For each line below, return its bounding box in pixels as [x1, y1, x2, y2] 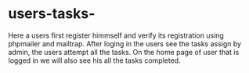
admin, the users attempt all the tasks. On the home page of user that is [8, 47, 240, 57]
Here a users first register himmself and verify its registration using [8, 31, 225, 40]
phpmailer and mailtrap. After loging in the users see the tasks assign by [8, 38, 241, 48]
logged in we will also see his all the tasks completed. [8, 56, 182, 65]
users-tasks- [8, 5, 96, 23]
